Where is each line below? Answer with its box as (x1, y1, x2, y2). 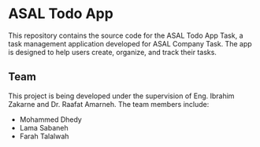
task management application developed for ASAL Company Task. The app (8, 39, 252, 48)
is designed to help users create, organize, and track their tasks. (8, 47, 217, 57)
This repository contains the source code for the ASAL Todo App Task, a (8, 31, 243, 40)
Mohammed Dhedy (19, 115, 83, 124)
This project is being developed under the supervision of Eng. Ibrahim (8, 91, 235, 101)
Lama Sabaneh (19, 123, 69, 132)
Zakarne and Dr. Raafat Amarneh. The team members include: (8, 99, 210, 108)
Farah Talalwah (19, 131, 69, 141)
